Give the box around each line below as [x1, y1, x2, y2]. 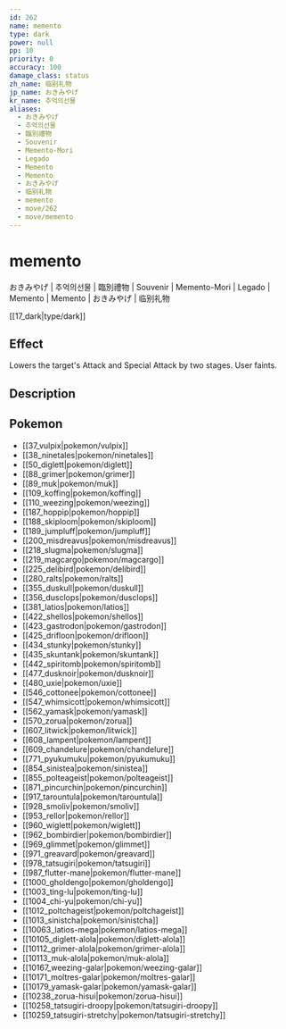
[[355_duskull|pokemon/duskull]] [21, 582, 144, 593]
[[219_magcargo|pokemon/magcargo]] [21, 554, 165, 565]
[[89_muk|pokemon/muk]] [21, 478, 118, 489]
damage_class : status [9, 71, 90, 80]
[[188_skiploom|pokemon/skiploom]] [21, 515, 157, 527]
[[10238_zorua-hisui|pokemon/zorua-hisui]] [21, 991, 184, 1001]
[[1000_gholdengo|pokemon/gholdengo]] [21, 876, 174, 887]
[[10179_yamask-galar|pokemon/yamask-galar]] [21, 981, 198, 991]
